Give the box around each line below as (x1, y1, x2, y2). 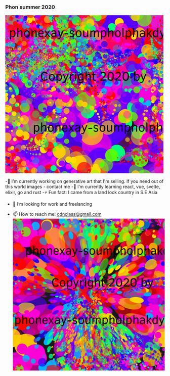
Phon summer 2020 (5, 4, 56, 11)
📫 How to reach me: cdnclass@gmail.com (12, 211, 102, 217)
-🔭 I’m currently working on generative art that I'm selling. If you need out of (5, 178, 164, 184)
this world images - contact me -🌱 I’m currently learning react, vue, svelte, (5, 183, 160, 190)
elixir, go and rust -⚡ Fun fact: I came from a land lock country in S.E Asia (5, 190, 158, 196)
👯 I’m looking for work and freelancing (12, 201, 93, 207)
